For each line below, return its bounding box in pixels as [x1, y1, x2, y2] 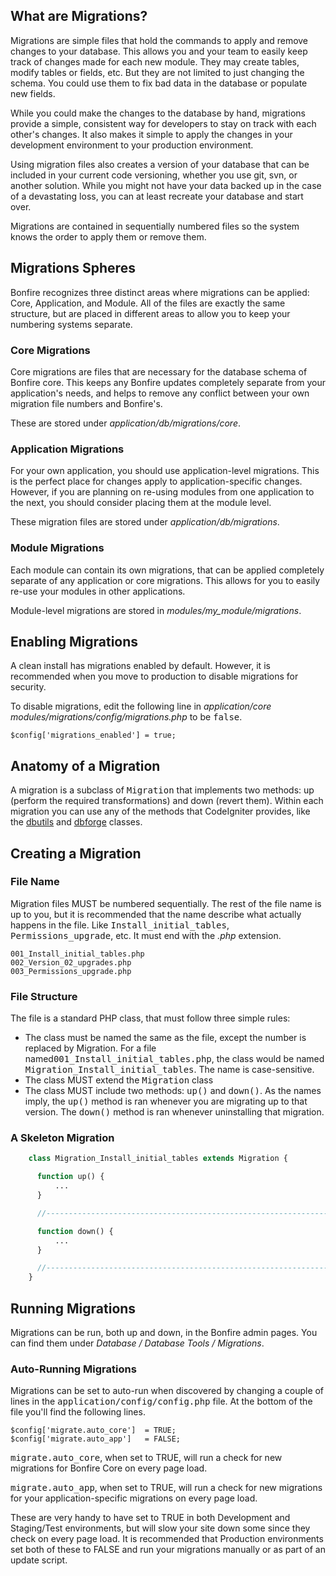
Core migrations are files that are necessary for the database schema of [10, 365, 308, 378]
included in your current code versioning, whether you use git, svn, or [10, 169, 298, 181]
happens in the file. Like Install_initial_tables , [10, 919, 230, 931]
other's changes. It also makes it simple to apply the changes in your [10, 128, 293, 140]
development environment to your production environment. [10, 139, 254, 151]
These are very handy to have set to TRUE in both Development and [10, 1512, 291, 1524]
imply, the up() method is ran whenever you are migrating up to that [24, 1095, 308, 1108]
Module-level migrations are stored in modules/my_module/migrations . [10, 604, 302, 616]
